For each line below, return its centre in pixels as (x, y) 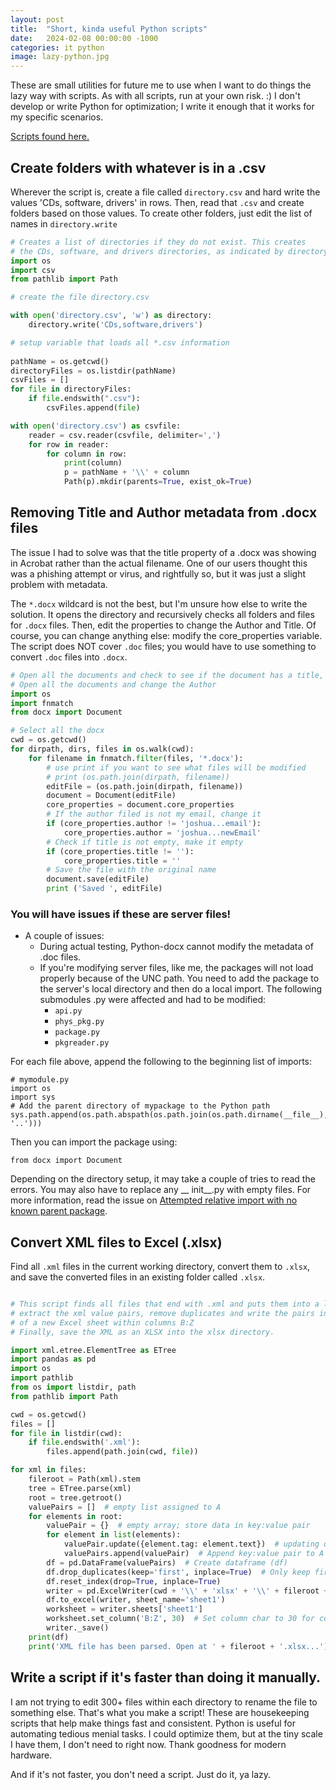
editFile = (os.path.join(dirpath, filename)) (145, 786)
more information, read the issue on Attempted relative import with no (154, 1200)
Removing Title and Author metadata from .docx (164, 512)
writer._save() (78, 1628)
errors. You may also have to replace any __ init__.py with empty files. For (161, 1190)
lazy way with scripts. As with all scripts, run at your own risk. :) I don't (155, 96)
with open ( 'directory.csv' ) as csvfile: (96, 426)
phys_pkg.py (79, 1022)
